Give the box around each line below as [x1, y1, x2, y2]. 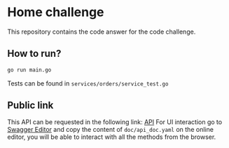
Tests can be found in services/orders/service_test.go [7, 79, 169, 88]
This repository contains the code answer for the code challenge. [7, 27, 196, 36]
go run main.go [7, 66, 52, 74]
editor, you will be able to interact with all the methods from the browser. [7, 133, 216, 141]
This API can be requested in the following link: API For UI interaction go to [7, 118, 223, 126]
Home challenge [7, 4, 104, 20]
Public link [7, 100, 54, 112]
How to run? [7, 48, 62, 60]
